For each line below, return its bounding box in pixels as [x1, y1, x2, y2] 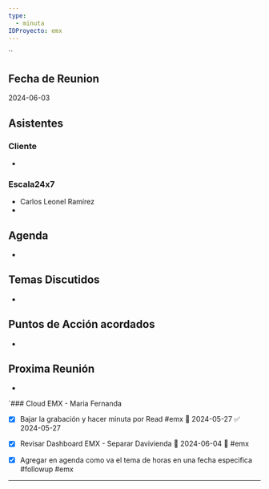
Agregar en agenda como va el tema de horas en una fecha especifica [19, 455, 253, 465]
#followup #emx [19, 464, 74, 474]
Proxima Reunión [8, 362, 95, 375]
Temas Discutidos [8, 273, 100, 287]
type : [8, 11, 26, 20]
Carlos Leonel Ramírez [19, 197, 94, 207]
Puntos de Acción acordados [8, 317, 155, 331]
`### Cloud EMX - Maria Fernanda [8, 398, 122, 409]
